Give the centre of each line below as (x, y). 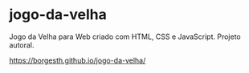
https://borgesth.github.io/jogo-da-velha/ (78, 60)
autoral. (22, 44)
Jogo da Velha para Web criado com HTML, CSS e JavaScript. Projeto (125, 36)
